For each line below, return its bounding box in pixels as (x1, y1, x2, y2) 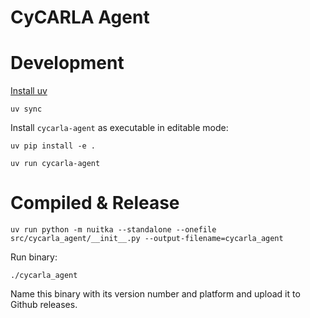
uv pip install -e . (10, 141, 97, 151)
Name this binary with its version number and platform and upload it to (10, 288, 301, 300)
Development (10, 52, 125, 75)
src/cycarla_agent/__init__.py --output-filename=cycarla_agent (10, 234, 284, 244)
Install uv (10, 85, 48, 97)
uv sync (10, 104, 43, 115)
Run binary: (10, 251, 58, 263)
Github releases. (10, 299, 78, 311)
